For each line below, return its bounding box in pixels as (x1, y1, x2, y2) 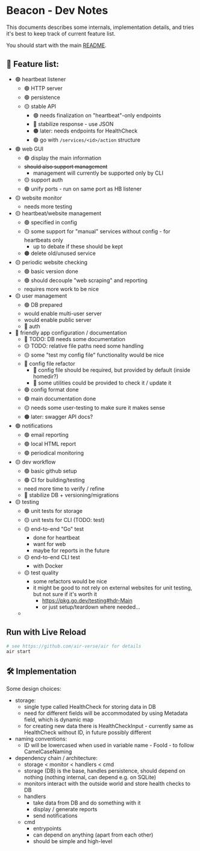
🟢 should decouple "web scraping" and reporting (23, 277, 148, 284)
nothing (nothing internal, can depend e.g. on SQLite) (23, 774, 157, 781)
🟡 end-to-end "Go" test (23, 525, 84, 532)
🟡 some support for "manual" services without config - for (23, 227, 170, 235)
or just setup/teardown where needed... (42, 603, 140, 611)
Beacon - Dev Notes (6, 4, 108, 17)
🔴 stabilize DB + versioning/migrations (23, 491, 119, 498)
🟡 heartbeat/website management (14, 209, 102, 217)
